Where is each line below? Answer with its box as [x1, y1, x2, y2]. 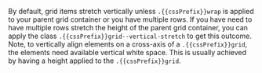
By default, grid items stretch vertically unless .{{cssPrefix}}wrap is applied [8, 7, 254, 16]
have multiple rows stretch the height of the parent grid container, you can [8, 23, 249, 32]
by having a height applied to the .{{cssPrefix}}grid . [8, 56, 182, 65]
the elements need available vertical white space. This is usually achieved [8, 48, 247, 57]
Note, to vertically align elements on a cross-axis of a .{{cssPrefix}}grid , [8, 40, 248, 49]
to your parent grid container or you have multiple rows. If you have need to [8, 15, 253, 24]
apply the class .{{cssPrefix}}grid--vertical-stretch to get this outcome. [8, 31, 253, 40]
